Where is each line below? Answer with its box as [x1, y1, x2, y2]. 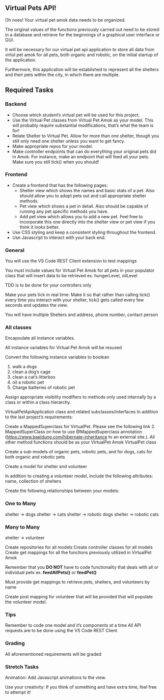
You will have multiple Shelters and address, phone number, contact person [5, 312, 158, 318]
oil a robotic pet [12, 379, 44, 385]
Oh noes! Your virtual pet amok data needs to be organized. [5, 17, 126, 23]
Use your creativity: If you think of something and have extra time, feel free [5, 684, 157, 690]
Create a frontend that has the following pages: [12, 182, 108, 188]
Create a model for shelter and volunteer [5, 464, 87, 469]
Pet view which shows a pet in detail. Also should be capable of [19, 203, 149, 209]
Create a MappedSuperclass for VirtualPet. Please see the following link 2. [5, 424, 156, 430]
